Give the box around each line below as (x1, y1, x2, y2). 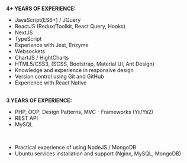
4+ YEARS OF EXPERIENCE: (6, 5, 76, 12)
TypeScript (14, 35, 42, 42)
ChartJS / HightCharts (14, 54, 69, 61)
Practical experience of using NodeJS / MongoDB (14, 144, 137, 151)
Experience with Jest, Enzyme (14, 41, 89, 48)
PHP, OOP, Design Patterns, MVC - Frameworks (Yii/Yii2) (14, 109, 154, 115)
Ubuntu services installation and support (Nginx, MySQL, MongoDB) (14, 150, 182, 157)
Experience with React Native (14, 79, 87, 86)
